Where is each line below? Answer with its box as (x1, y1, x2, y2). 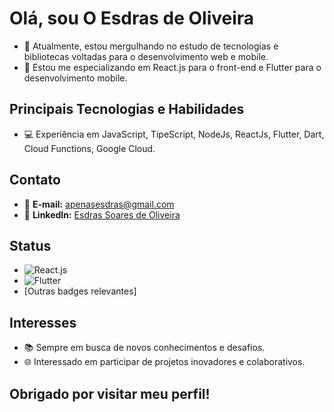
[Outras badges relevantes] (23, 285, 137, 297)
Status (9, 237, 52, 254)
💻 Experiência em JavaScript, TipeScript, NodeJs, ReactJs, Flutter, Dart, (23, 128, 325, 140)
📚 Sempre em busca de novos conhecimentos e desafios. (23, 342, 266, 354)
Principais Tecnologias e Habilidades (9, 101, 245, 118)
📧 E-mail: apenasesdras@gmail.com (23, 198, 175, 210)
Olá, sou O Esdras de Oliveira (9, 7, 255, 30)
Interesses (9, 314, 77, 331)
